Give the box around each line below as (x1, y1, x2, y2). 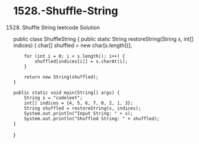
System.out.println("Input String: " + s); (24, 110, 134, 117)
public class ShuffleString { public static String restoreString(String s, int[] (13, 35, 194, 42)
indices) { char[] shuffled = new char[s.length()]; (13, 42, 132, 49)
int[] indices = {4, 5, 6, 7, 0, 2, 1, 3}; (24, 100, 134, 106)
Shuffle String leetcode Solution (21, 24, 100, 31)
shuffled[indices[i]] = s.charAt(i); (34, 58, 128, 64)
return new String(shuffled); (24, 74, 99, 80)
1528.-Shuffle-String (13, 4, 118, 18)
